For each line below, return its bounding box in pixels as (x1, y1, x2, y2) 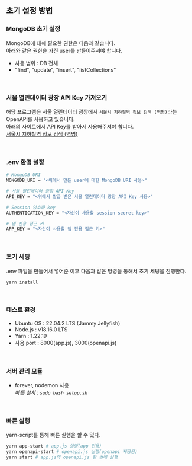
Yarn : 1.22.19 (14, 332, 47, 339)
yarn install (6, 279, 38, 285)
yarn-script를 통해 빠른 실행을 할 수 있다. (6, 432, 101, 439)
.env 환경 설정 (6, 158, 44, 166)
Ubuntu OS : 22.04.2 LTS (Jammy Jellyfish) (14, 320, 121, 327)
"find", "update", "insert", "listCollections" (14, 66, 116, 73)
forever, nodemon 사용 (14, 382, 70, 389)
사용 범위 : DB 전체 (14, 59, 58, 66)
